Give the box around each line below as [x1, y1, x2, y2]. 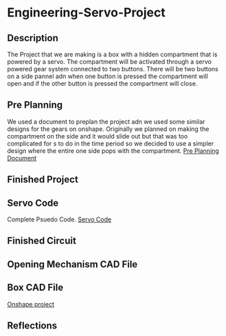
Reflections [7, 320, 58, 331]
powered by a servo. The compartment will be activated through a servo [7, 58, 212, 66]
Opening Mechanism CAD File [7, 259, 138, 270]
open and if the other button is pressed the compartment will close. [7, 80, 198, 87]
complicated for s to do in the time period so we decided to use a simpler [7, 139, 214, 147]
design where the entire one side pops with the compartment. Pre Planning [7, 146, 220, 155]
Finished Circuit [7, 235, 77, 247]
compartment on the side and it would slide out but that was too [7, 132, 188, 140]
